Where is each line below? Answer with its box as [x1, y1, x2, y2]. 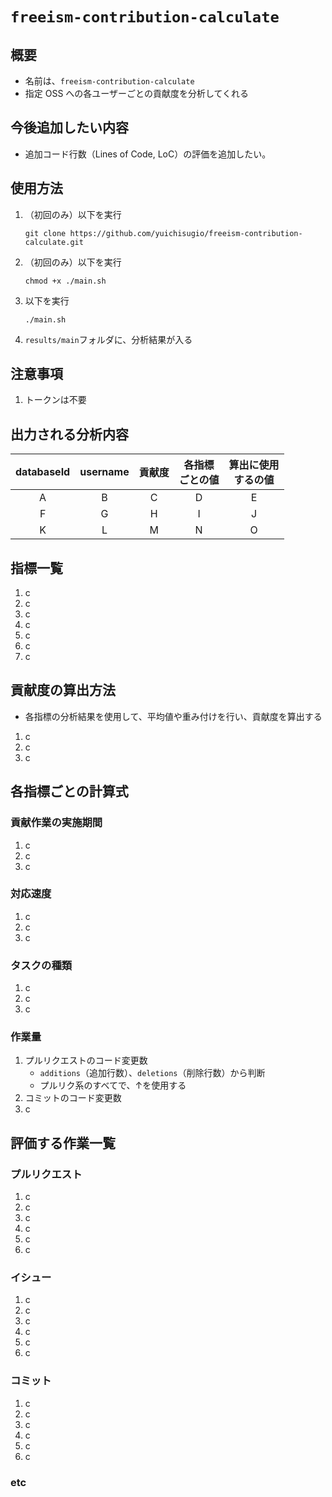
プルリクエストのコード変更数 [24, 1054, 148, 1067]
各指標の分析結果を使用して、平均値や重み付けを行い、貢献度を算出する [24, 710, 323, 722]
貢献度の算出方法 [10, 682, 116, 699]
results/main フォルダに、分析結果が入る [24, 333, 193, 345]
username [79, 465, 130, 479]
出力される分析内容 [10, 426, 129, 443]
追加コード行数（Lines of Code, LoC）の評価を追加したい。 [24, 148, 272, 160]
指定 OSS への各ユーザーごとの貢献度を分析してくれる [24, 88, 250, 99]
